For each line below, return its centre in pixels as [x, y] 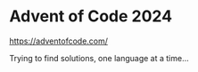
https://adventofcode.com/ [59, 41]
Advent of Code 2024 [91, 16]
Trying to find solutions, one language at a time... [99, 58]
